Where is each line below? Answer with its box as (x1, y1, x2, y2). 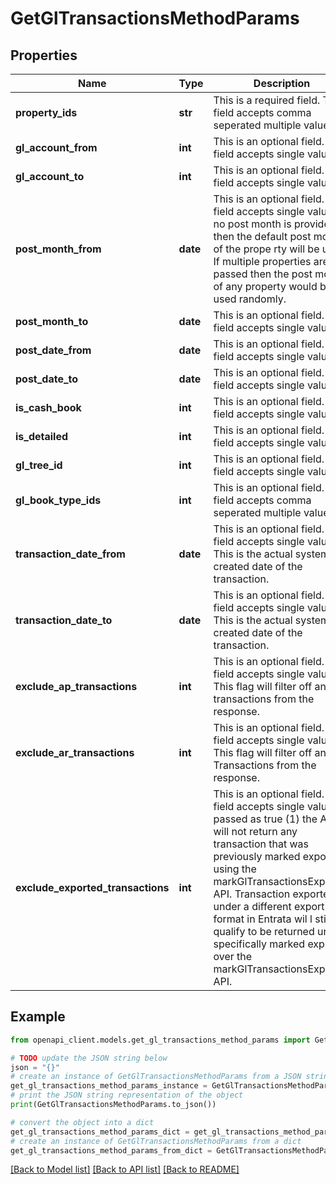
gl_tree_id (15, 458, 63, 472)
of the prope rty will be (213, 242, 320, 256)
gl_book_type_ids (15, 493, 102, 507)
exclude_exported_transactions (15, 881, 170, 894)
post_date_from (15, 343, 92, 357)
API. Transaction (213, 887, 291, 901)
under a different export (213, 900, 325, 913)
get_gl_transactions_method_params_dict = (10, 1127, 190, 1137)
